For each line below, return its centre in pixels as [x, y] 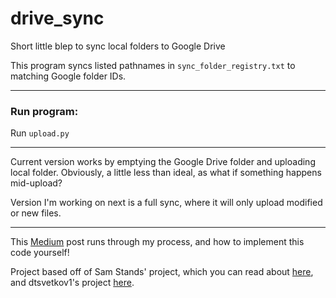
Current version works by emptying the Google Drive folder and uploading [163, 162]
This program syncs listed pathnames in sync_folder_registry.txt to [153, 65]
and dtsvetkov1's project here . [72, 283]
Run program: [44, 111]
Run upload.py [40, 133]
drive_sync [57, 18]
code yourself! [40, 253]
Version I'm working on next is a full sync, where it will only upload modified [166, 203]
